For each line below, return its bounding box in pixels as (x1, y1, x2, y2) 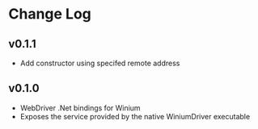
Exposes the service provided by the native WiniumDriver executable (19, 111, 251, 121)
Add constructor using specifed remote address (19, 58, 180, 68)
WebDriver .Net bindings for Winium (19, 102, 141, 113)
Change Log (8, 5, 91, 23)
